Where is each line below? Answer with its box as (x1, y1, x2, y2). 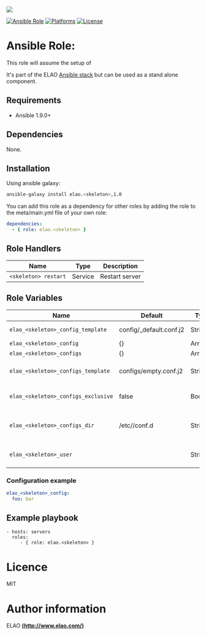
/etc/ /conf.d (119, 421, 154, 430)
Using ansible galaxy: (6, 180, 61, 187)
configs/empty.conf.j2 (119, 367, 183, 375)
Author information (6, 602, 106, 615)
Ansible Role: (6, 39, 75, 53)
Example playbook (6, 513, 78, 523)
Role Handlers (6, 243, 61, 254)
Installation (6, 163, 50, 173)
